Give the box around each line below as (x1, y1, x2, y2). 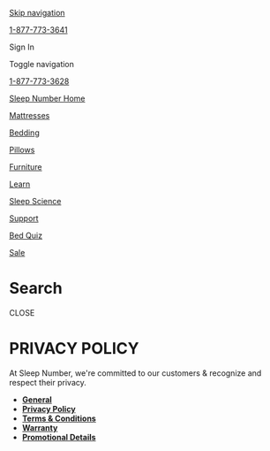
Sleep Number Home (9, 93, 86, 103)
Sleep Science (9, 196, 62, 206)
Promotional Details (21, 432, 96, 442)
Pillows (9, 145, 35, 155)
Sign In (9, 42, 35, 52)
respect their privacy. (9, 377, 86, 387)
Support (9, 213, 39, 224)
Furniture (9, 162, 42, 172)
